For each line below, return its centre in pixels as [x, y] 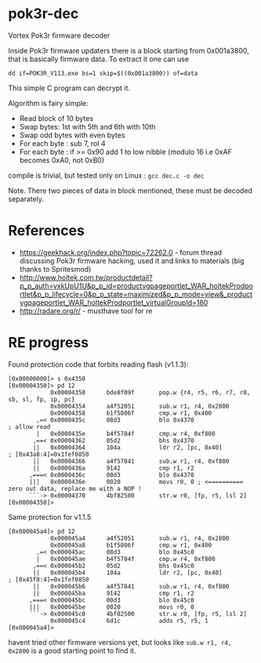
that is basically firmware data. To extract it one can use [99, 59]
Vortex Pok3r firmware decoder [59, 35]
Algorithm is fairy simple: [48, 103]
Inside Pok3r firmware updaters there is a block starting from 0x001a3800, [129, 50]
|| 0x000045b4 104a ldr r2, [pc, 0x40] [127, 573]
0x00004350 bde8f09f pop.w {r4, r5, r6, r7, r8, [150, 392]
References [46, 231]
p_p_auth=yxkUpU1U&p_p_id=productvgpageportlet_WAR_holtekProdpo [136, 286]
